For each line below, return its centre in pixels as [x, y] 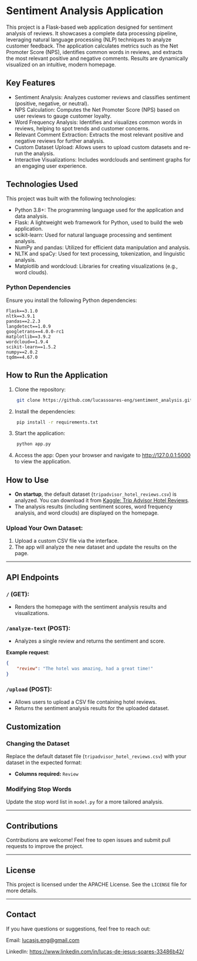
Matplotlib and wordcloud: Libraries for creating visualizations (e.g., [96, 266]
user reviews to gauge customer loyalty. [63, 116]
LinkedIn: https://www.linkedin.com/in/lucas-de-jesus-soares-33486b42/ [95, 951]
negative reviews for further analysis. [60, 141]
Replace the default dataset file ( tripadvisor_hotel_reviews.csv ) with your [96, 756]
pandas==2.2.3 [23, 321]
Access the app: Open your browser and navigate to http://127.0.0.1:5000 [103, 455]
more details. [22, 891]
